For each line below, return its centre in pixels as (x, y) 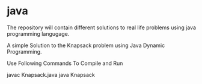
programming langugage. (38, 33)
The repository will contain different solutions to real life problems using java (102, 27)
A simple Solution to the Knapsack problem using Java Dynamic (86, 45)
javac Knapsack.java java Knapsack (51, 74)
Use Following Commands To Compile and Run (65, 63)
